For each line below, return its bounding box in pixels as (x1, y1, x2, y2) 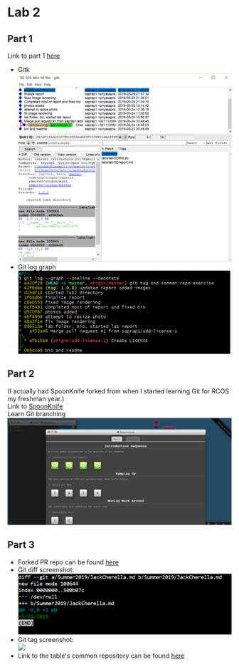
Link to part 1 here (7, 51, 60, 60)
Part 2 (7, 368, 35, 380)
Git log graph (17, 262, 57, 271)
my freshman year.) (7, 394, 65, 403)
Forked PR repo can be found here (17, 557, 119, 567)
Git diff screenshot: (17, 565, 75, 574)
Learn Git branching (7, 409, 66, 418)
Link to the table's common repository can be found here (17, 651, 185, 660)
